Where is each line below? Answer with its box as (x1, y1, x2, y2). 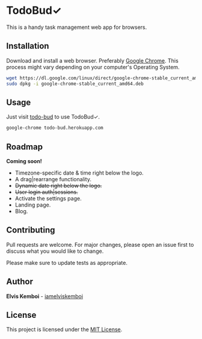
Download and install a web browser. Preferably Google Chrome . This (6, 57, 179, 64)
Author (6, 276, 33, 287)
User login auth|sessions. (14, 188, 78, 196)
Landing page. (14, 201, 51, 208)
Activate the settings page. (14, 195, 82, 202)
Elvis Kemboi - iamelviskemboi (6, 293, 83, 300)
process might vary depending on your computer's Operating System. (6, 63, 180, 70)
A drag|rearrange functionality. (14, 176, 92, 182)
